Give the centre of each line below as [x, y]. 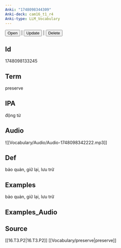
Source [16, 229]
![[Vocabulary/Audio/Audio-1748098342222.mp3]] [56, 142]
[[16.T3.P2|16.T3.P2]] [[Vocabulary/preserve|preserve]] [61, 241]
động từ [13, 115]
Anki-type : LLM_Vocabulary [33, 19]
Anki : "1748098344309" [28, 10]
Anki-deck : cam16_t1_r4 [29, 14]
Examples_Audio [31, 212]
